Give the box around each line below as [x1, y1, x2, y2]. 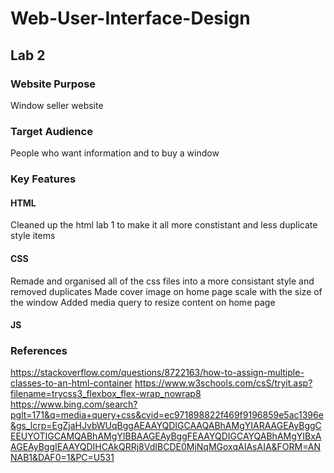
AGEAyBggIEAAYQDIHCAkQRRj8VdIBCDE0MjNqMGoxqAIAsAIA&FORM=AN [10, 441, 321, 453]
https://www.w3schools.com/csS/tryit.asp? [134, 377, 313, 389]
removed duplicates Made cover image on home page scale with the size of [10, 285, 323, 297]
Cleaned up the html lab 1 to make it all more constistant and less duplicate [10, 219, 318, 231]
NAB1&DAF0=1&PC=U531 [10, 452, 115, 464]
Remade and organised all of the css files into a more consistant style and [10, 275, 315, 287]
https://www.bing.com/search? [10, 398, 138, 411]
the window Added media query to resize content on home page [10, 296, 276, 308]
